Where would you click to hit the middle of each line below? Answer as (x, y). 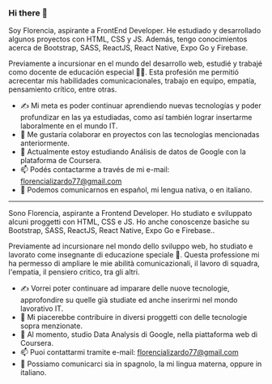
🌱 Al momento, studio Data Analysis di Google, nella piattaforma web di (138, 334)
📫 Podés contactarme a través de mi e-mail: (95, 170)
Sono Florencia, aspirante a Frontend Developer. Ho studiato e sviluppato (130, 214)
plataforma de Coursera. (61, 161)
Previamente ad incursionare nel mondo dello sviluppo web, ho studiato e (131, 246)
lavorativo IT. (42, 308)
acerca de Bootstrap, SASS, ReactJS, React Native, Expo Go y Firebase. (128, 48)
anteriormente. (45, 143)
